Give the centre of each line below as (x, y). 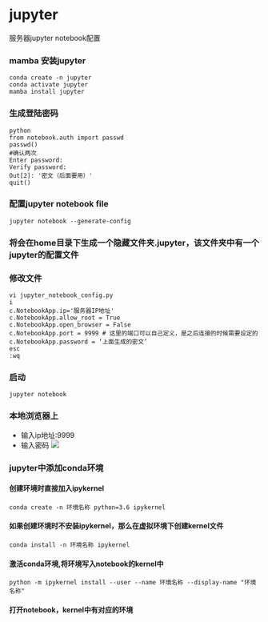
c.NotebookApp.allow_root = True (65, 318)
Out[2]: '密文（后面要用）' (51, 175)
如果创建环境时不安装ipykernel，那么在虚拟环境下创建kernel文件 (116, 526)
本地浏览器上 (34, 416)
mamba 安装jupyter (48, 60)
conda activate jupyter (49, 85)
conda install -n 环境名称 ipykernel (70, 545)
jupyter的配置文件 (44, 255)
